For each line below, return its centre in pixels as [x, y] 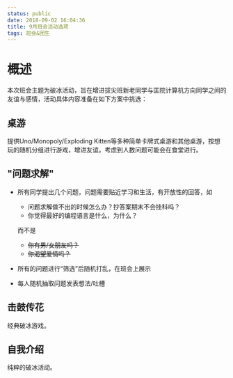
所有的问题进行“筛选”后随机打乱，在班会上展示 [84, 268]
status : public [29, 14]
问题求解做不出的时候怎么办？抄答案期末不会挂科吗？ [104, 207]
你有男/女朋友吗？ [53, 245]
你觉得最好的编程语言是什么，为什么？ [82, 215]
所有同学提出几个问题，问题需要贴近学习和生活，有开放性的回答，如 [115, 191]
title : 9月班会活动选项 [38, 26]
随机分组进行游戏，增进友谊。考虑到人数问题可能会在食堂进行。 [111, 150]
